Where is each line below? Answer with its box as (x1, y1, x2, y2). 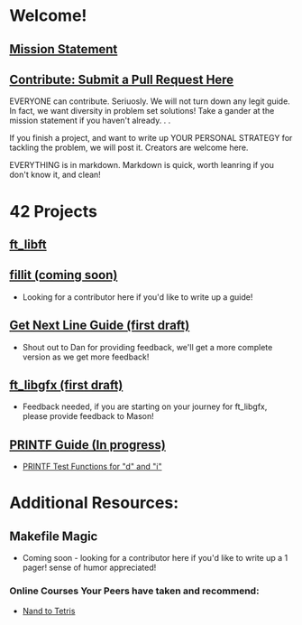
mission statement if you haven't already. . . (9, 115, 171, 126)
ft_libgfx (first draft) (9, 377, 124, 393)
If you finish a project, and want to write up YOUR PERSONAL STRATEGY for (9, 133, 293, 144)
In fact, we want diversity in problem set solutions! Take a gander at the (9, 106, 275, 117)
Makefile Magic (9, 528, 98, 544)
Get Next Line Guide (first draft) (9, 318, 190, 333)
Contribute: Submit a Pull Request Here (9, 71, 234, 87)
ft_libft (9, 237, 47, 252)
